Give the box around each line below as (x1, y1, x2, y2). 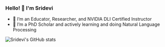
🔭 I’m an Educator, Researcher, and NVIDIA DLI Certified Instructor (12, 16, 152, 22)
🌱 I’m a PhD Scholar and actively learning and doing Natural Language (12, 21, 160, 27)
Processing (12, 27, 37, 33)
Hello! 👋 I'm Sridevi (5, 5, 53, 12)
